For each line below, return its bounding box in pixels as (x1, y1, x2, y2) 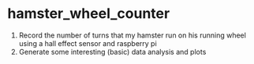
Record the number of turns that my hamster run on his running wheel (18, 30, 246, 40)
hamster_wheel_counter (7, 5, 170, 23)
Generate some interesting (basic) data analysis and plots (18, 47, 207, 56)
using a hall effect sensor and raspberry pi (18, 38, 157, 48)
